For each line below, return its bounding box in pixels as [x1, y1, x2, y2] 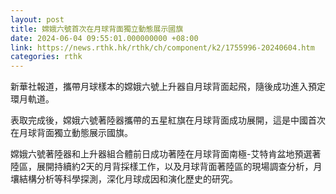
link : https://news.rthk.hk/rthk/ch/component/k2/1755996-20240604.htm [10, 42, 315, 53]
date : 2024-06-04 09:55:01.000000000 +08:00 [10, 33, 199, 43]
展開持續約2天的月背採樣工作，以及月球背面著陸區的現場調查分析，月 [36, 161, 323, 173]
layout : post [10, 14, 65, 25]
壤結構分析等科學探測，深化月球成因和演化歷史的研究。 [10, 173, 238, 185]
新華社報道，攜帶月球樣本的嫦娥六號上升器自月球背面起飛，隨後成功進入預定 [10, 81, 326, 93]
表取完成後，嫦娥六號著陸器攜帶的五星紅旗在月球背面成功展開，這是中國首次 [10, 114, 326, 126]
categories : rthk [10, 52, 83, 62]
